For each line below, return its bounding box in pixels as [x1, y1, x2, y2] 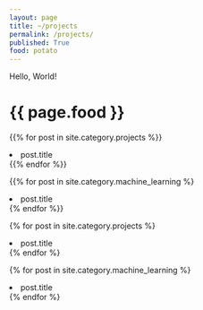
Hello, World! [9, 71, 57, 82]
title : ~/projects [9, 22, 78, 30]
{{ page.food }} [9, 102, 125, 123]
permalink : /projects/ [9, 30, 94, 39]
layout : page [9, 13, 58, 22]
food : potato [9, 47, 58, 56]
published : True [9, 38, 70, 47]
